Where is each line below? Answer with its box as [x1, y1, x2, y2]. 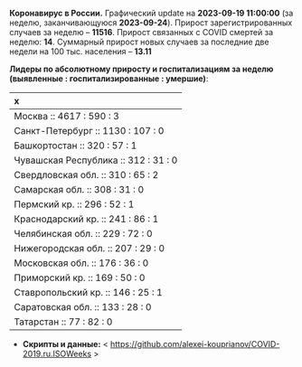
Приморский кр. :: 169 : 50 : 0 [14, 271, 146, 284]
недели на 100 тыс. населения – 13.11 [9, 46, 152, 57]
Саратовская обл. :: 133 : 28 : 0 [14, 301, 152, 313]
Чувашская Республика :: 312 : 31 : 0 [14, 154, 178, 166]
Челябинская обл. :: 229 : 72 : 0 [14, 228, 153, 240]
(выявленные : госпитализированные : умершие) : [9, 73, 209, 84]
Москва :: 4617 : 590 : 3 [14, 110, 119, 122]
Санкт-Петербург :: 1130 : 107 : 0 [14, 125, 165, 136]
